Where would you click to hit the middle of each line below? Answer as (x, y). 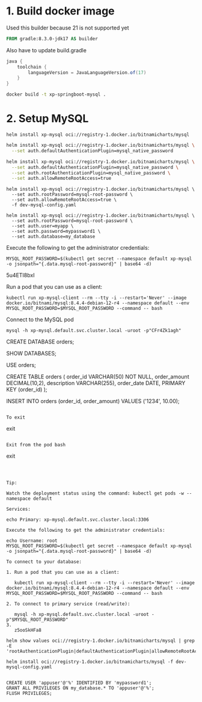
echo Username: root (32, 541)
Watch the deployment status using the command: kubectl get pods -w (95, 494)
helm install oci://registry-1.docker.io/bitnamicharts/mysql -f (90, 662)
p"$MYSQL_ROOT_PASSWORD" (37, 620)
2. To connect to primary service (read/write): (68, 604)
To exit (16, 417)
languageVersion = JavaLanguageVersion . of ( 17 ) (87, 72)
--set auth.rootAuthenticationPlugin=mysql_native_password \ (91, 173)
